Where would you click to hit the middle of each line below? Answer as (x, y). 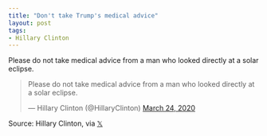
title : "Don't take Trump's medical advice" (83, 16)
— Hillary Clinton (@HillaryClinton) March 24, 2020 (112, 108)
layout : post (30, 23)
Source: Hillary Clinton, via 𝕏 (56, 123)
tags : (17, 30)
